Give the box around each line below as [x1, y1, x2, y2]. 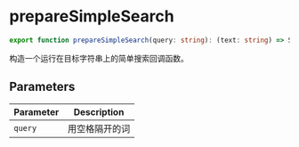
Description [73, 105, 125, 118]
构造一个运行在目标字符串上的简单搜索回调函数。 [9, 53, 189, 63]
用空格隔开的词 [67, 122, 131, 135]
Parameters [9, 79, 76, 94]
